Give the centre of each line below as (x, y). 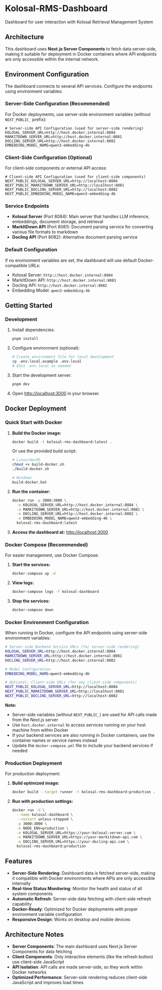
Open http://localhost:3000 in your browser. (56, 393)
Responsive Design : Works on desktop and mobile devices (71, 919)
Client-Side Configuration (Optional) (49, 157)
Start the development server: (42, 375)
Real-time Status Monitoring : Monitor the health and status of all (77, 888)
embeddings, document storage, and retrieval (58, 222)
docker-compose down (33, 610)
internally (21, 883)
